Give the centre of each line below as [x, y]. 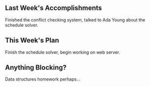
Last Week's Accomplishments [53, 8]
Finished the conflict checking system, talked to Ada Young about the [75, 20]
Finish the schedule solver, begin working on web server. [62, 52]
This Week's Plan [32, 40]
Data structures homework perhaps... [43, 79]
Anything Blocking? [36, 68]
